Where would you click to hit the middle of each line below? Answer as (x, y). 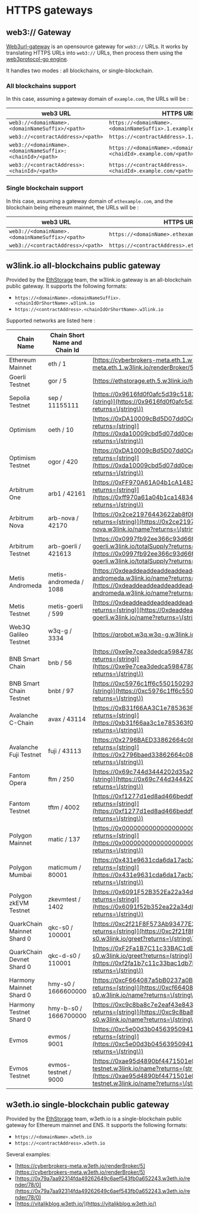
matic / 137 (64, 839)
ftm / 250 (61, 779)
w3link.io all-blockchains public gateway (84, 266)
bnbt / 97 (61, 691)
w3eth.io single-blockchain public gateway (88, 1104)
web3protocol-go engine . (37, 59)
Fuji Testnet (25, 755)
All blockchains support (41, 85)
